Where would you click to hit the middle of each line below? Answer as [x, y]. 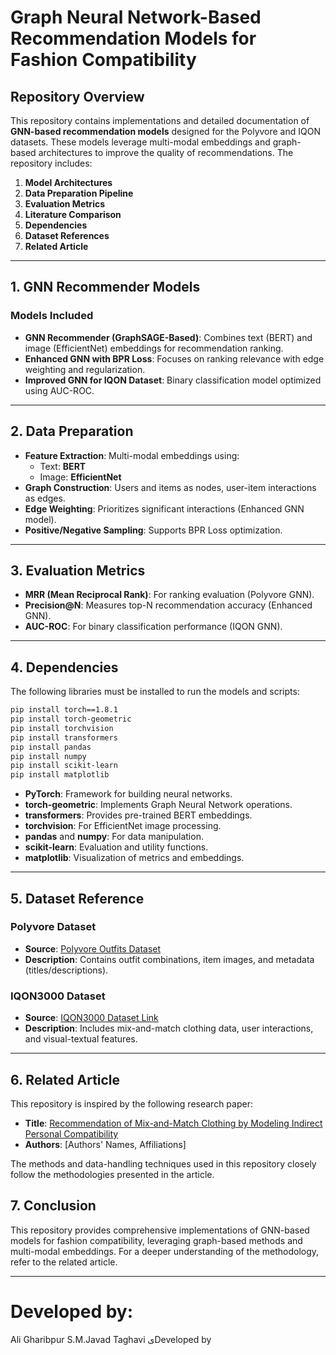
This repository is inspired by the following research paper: [131, 1103]
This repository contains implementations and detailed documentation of [160, 120]
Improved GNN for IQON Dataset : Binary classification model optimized [173, 380]
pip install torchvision [62, 728]
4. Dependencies [64, 667]
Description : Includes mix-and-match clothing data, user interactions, [169, 1028]
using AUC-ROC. [59, 390]
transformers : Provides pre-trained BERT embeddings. [138, 815]
